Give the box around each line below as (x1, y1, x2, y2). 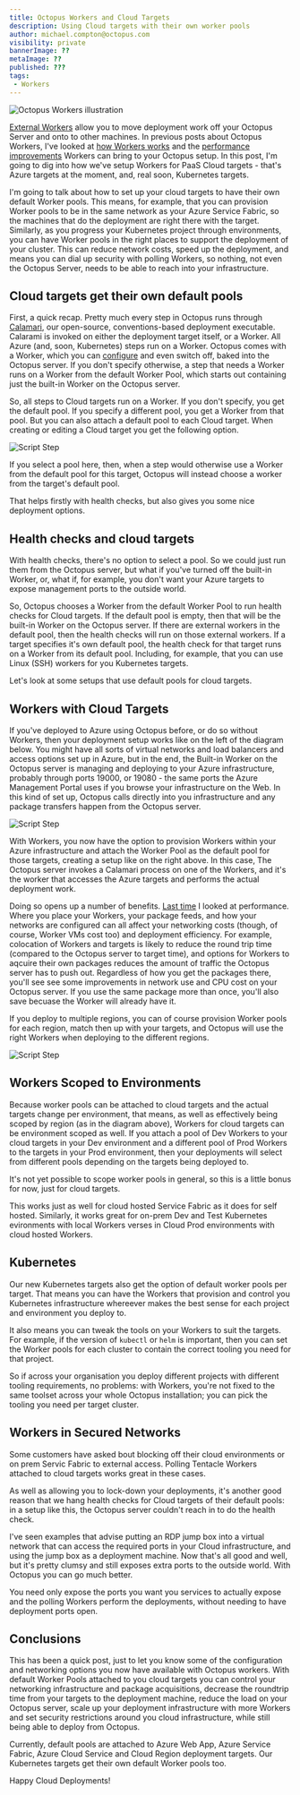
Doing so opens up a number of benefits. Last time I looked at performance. (9, 901, 289, 911)
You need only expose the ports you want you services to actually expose (9, 1586, 282, 1597)
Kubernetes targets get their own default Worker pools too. (9, 1758, 227, 1769)
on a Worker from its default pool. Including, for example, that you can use (9, 648, 284, 659)
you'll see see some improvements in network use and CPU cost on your (9, 977, 278, 987)
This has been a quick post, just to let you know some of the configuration (9, 1655, 283, 1666)
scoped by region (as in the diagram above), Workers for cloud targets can (9, 1118, 285, 1129)
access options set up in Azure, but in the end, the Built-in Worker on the (9, 754, 278, 765)
